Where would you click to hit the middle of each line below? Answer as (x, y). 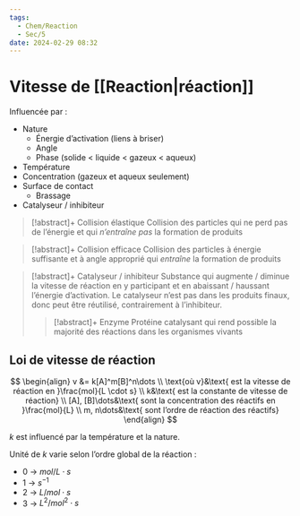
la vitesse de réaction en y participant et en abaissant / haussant (150, 286)
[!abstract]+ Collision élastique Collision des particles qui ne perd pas (159, 223)
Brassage (53, 196)
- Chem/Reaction (47, 26)
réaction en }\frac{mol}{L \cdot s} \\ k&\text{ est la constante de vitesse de (150, 391)
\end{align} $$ (150, 419)
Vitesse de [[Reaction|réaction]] (132, 87)
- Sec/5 (32, 34)
